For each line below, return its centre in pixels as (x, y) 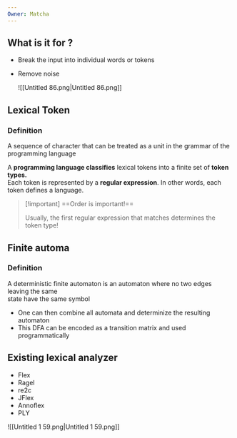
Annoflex (31, 405)
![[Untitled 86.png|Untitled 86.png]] (70, 88)
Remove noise (39, 74)
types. (17, 175)
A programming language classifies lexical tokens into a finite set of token (118, 168)
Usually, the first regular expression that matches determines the (120, 218)
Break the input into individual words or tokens (86, 60)
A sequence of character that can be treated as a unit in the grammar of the (118, 146)
